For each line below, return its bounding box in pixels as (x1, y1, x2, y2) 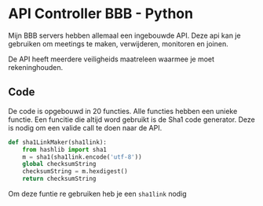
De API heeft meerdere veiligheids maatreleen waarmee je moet (8, 54, 214, 64)
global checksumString (22, 160, 97, 168)
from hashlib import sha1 (22, 145, 108, 153)
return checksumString (22, 175, 97, 183)
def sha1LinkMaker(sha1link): (8, 138, 108, 146)
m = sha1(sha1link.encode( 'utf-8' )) (22, 153, 143, 161)
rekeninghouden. (8, 62, 64, 72)
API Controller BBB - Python (8, 5, 194, 23)
